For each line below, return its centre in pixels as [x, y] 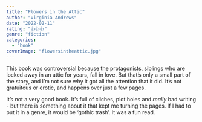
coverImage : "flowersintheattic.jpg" [54, 51]
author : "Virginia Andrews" [42, 18]
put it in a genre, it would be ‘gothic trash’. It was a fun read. [81, 112]
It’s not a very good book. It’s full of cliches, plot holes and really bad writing [101, 99]
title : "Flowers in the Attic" [46, 12]
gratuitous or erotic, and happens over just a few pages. [76, 88]
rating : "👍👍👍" [27, 29]
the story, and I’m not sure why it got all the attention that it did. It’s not [94, 81]
